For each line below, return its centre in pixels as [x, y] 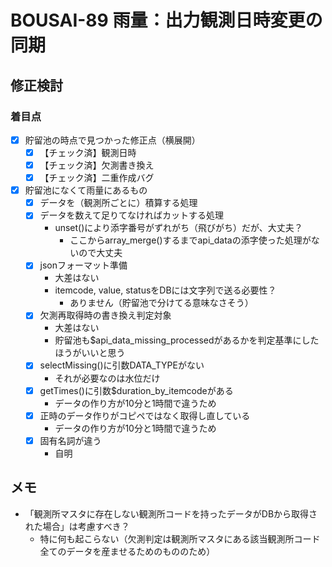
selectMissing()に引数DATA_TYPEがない [122, 365]
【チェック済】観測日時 [88, 152]
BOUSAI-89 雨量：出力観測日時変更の [166, 20]
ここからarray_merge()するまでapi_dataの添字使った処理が [190, 240]
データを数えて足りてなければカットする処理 [131, 215]
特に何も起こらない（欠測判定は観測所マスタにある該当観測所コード [180, 538]
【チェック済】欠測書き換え [97, 165]
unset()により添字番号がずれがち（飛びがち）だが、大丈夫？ [178, 228]
